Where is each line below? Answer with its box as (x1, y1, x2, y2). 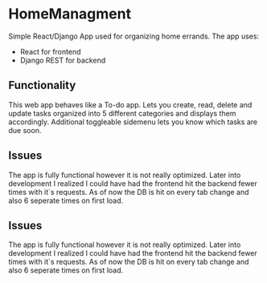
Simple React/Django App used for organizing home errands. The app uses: (8, 31, 260, 41)
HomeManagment (8, 5, 131, 23)
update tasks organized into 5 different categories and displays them (8, 108, 236, 118)
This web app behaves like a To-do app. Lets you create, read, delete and (8, 99, 253, 109)
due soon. (8, 125, 42, 135)
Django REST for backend (19, 55, 106, 65)
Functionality (8, 79, 76, 92)
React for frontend (19, 46, 81, 56)
